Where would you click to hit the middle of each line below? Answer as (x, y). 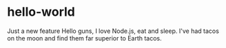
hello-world (41, 12)
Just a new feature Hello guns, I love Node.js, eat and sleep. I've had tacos (113, 31)
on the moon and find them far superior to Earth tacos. (84, 38)
